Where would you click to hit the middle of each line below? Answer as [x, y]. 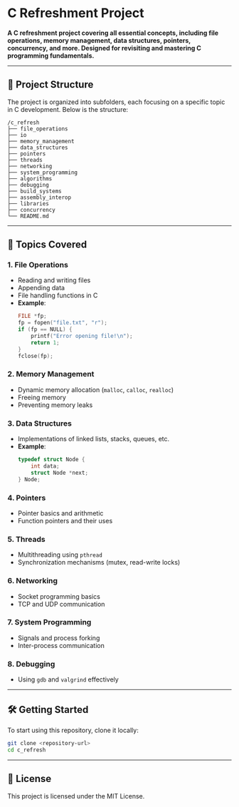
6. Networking [33, 581]
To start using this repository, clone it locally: [73, 730]
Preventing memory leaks [55, 405]
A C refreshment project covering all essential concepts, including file [113, 33]
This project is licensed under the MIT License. [76, 796]
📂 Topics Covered [47, 245]
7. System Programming [49, 622]
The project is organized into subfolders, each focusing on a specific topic [116, 102]
